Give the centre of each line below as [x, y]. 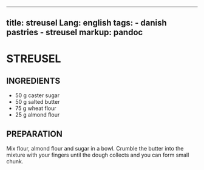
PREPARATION [34, 134]
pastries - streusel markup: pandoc [75, 32]
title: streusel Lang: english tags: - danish [87, 23]
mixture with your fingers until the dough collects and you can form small [98, 155]
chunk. [15, 161]
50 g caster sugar [37, 95]
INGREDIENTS [33, 80]
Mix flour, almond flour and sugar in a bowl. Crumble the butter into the [95, 149]
